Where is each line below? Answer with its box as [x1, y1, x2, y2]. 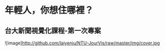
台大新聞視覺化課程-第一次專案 [5, 26, 101, 35]
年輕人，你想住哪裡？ [5, 5, 94, 16]
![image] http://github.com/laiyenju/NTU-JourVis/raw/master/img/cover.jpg [5, 40, 160, 46]
